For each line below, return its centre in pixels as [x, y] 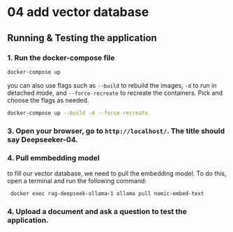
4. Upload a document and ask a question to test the [97, 211]
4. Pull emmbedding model [53, 158]
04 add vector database [78, 12]
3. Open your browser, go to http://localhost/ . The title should [116, 131]
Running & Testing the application [82, 38]
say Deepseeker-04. [43, 139]
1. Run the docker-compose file [61, 58]
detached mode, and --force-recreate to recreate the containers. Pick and [115, 93]
